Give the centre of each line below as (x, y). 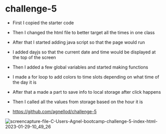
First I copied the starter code (43, 23)
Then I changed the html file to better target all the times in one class (84, 32)
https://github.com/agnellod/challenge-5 (54, 111)
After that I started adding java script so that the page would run (79, 42)
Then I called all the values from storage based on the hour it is (77, 102)
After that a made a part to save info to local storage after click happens (87, 92)
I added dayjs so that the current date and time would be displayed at (84, 52)
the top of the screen (34, 57)
